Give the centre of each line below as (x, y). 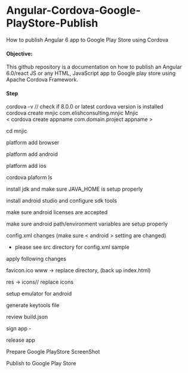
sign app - (19, 329)
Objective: (19, 53)
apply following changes (36, 259)
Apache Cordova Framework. (42, 80)
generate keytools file (33, 305)
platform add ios (26, 166)
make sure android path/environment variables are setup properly (87, 224)
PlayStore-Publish (52, 23)
